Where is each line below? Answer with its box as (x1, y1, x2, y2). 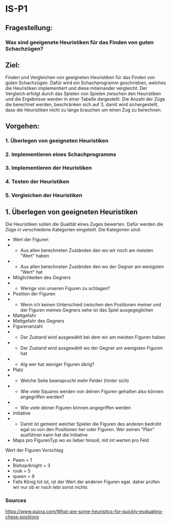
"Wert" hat (20, 269, 43, 275)
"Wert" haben (20, 253, 50, 259)
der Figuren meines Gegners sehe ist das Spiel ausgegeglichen (20, 307, 154, 313)
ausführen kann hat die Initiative (20, 432, 88, 438)
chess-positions (5, 514, 39, 520)
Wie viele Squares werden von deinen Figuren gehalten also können (20, 389, 164, 395)
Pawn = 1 (12, 457, 32, 463)
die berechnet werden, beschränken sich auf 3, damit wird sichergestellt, (5, 102, 159, 108)
